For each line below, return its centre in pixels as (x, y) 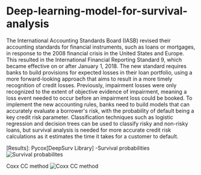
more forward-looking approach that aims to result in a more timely (89, 79)
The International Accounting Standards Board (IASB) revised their (88, 40)
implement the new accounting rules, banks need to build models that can (98, 104)
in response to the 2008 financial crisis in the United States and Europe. (95, 53)
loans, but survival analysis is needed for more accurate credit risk (89, 130)
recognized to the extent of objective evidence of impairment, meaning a (97, 91)
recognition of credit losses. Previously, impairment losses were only (91, 85)
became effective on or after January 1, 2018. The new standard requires (96, 66)
